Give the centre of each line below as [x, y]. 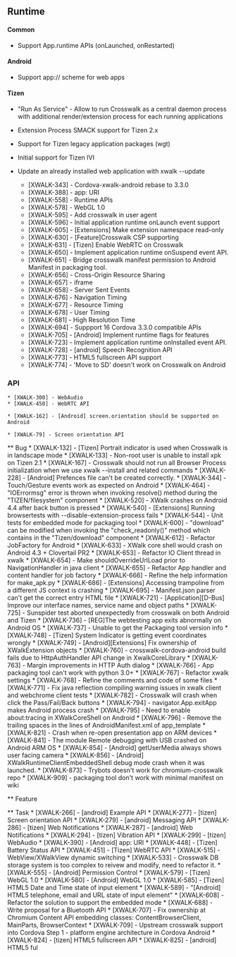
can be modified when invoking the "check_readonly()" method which [109, 530]
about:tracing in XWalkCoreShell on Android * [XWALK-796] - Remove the [114, 718]
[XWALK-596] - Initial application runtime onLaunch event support [124, 222]
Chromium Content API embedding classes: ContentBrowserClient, [104, 917]
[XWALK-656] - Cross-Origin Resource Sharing [97, 275]
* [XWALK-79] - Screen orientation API [66, 435]
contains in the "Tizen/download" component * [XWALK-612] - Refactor [111, 538]
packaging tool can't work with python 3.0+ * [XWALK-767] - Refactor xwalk [118, 673]
